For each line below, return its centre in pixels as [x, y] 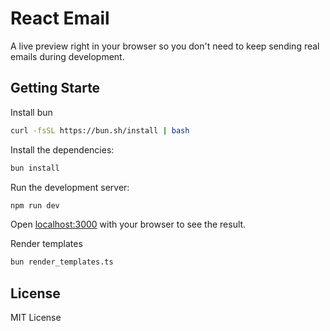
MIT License [36, 318]
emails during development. [67, 56]
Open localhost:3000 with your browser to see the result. [128, 224]
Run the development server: [70, 187]
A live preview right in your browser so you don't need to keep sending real [165, 46]
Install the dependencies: [62, 149]
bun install [35, 168]
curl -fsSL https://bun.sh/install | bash [100, 130]
